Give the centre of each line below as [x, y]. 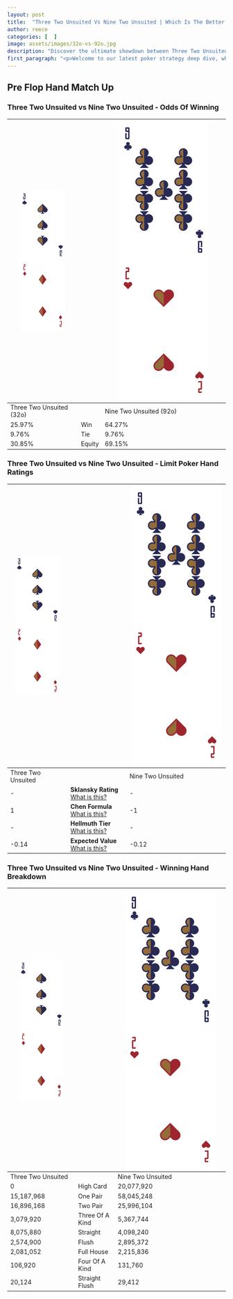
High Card [93, 1187]
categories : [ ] [32, 37]
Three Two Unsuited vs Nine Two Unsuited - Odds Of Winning [113, 108]
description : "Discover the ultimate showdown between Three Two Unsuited [118, 51]
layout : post [26, 15]
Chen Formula [91, 807]
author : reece [28, 29]
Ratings [20, 472]
